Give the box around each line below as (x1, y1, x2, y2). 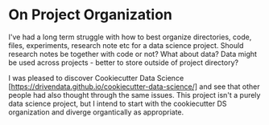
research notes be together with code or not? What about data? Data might (8, 49, 258, 58)
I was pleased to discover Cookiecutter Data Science (8, 73, 184, 83)
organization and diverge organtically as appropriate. (8, 107, 184, 117)
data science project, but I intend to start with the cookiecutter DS (8, 99, 227, 108)
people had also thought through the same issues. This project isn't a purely (8, 90, 261, 99)
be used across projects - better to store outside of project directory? (8, 58, 239, 67)
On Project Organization (8, 6, 173, 24)
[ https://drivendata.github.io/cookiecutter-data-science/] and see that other (8, 82, 260, 91)
